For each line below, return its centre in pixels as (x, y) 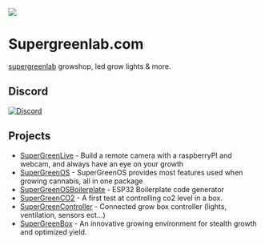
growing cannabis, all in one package (81, 181)
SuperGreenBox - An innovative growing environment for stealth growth (139, 223)
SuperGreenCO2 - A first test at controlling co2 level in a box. (121, 198)
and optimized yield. (53, 231)
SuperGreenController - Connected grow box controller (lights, (123, 206)
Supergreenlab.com (76, 44)
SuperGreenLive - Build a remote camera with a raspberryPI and (126, 155)
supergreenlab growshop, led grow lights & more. (90, 66)
